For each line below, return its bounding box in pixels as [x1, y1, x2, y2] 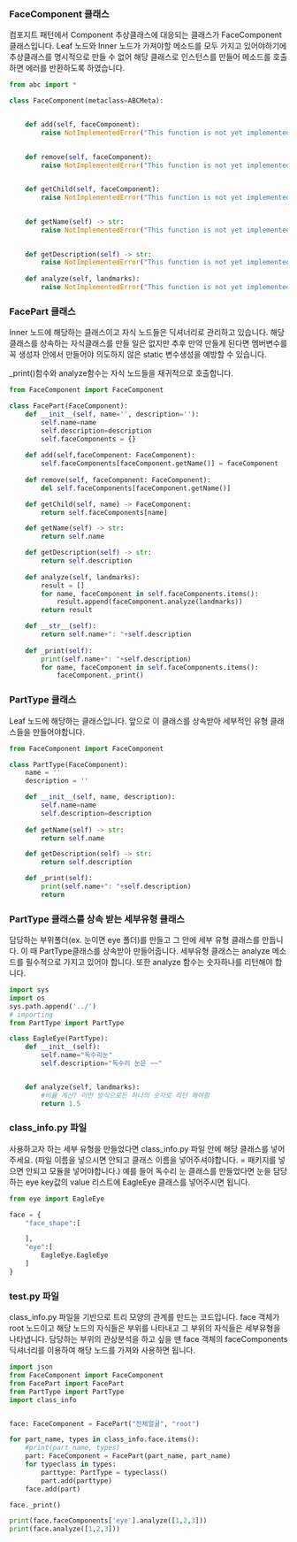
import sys [9, 986, 49, 994]
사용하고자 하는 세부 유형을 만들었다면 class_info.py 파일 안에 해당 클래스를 [9, 1143, 270, 1154]
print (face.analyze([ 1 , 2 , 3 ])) [9, 1524, 121, 1534]
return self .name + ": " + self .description [41, 630, 192, 639]
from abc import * [9, 81, 77, 89]
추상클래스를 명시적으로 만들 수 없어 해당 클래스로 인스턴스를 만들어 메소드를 [9, 51, 271, 63]
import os [9, 993, 46, 1002]
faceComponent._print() [56, 671, 144, 680]
